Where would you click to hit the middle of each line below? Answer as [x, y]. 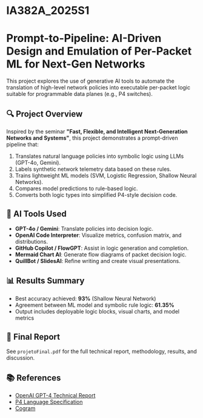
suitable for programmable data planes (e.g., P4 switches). [79, 94]
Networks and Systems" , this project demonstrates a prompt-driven [92, 138]
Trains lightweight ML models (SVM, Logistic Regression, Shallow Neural [106, 175]
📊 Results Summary [45, 281]
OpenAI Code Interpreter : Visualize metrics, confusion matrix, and [98, 235]
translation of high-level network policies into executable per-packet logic [98, 87]
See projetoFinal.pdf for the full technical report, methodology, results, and [101, 351]
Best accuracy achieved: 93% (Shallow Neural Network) [85, 298]
